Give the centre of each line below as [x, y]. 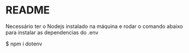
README [28, 10]
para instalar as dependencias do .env [52, 32]
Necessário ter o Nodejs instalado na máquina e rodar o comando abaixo [94, 26]
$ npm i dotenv [24, 44]
